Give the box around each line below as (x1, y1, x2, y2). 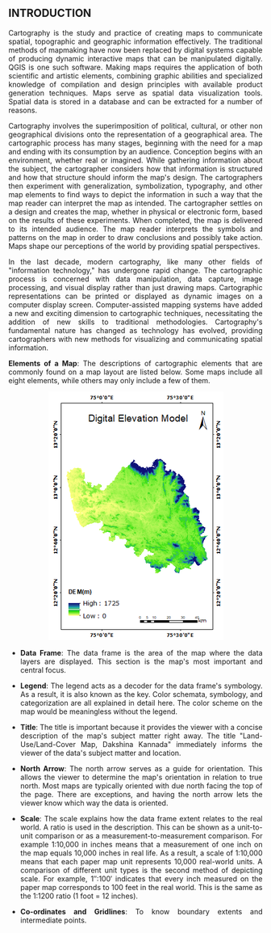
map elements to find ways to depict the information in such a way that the (8, 189, 263, 199)
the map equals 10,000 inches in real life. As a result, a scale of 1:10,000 (19, 848, 263, 858)
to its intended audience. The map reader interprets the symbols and (8, 224, 263, 234)
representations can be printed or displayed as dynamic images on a (8, 291, 263, 301)
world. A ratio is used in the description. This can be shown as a (19, 822, 236, 832)
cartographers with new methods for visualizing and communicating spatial (8, 334, 263, 344)
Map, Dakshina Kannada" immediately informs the (80, 739, 263, 749)
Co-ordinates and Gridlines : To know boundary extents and (19, 906, 263, 916)
